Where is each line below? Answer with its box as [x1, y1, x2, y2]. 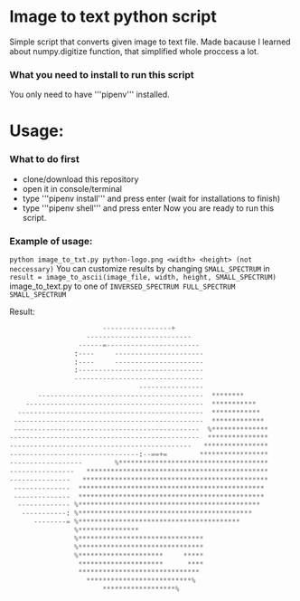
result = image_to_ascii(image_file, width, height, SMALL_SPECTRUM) [9, 273, 277, 282]
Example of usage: [9, 234, 93, 247]
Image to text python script [9, 6, 217, 27]
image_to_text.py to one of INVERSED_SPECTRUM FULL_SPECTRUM [9, 281, 236, 291]
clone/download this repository [22, 174, 139, 185]
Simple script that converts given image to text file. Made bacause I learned [9, 36, 291, 47]
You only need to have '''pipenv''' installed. [9, 89, 170, 100]
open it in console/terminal [22, 183, 122, 194]
